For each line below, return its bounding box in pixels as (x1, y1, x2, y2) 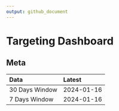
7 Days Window (9, 95, 54, 103)
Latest (63, 75, 82, 84)
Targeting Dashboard (6, 34, 114, 47)
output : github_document (6, 8, 68, 15)
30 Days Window (9, 85, 58, 94)
